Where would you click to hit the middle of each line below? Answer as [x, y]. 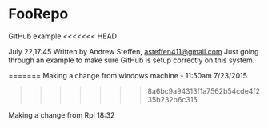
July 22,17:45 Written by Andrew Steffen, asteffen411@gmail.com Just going [134, 51]
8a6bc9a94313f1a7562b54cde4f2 [204, 91]
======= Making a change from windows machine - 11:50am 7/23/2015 [128, 75]
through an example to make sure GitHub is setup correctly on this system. [132, 60]
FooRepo [38, 14]
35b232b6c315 [172, 99]
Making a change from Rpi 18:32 [62, 115]
